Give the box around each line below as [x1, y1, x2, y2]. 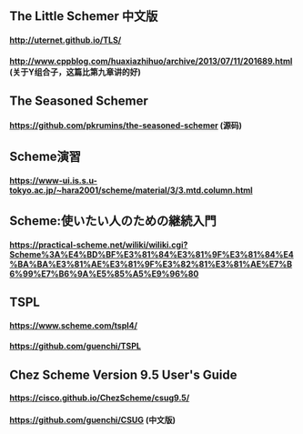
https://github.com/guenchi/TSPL [9, 340, 142, 352]
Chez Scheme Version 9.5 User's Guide [9, 367, 237, 382]
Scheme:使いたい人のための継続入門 [9, 213, 217, 228]
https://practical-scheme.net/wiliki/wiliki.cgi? [9, 239, 188, 250]
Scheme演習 [9, 148, 82, 164]
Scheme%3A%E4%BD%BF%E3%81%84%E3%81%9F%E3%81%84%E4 [9, 248, 294, 259]
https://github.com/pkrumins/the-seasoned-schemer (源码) [9, 119, 243, 130]
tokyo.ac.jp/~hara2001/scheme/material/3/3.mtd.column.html [9, 185, 253, 196]
